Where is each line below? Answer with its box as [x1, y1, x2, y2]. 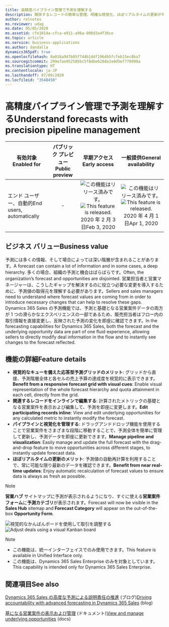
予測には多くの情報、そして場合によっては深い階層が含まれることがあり [5, 256, 155, 262]
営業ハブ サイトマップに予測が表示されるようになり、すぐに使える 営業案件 [5, 493, 160, 499]
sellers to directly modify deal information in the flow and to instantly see [5, 334, 156, 340]
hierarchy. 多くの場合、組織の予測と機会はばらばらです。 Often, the [5, 269, 144, 275]
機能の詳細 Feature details [5, 355, 87, 364]
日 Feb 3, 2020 [81, 223, 116, 230]
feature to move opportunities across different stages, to [33, 444, 151, 451]
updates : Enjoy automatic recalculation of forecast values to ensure [23, 468, 164, 474]
